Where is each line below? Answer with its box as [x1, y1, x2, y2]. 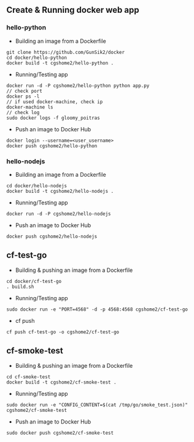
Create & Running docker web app [6, 5, 139, 15]
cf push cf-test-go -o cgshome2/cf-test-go [6, 328, 120, 335]
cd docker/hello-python [6, 55, 68, 61]
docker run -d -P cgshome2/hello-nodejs [6, 211, 112, 217]
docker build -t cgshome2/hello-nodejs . [6, 188, 114, 194]
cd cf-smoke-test [6, 374, 51, 380]
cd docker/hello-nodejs [6, 182, 68, 189]
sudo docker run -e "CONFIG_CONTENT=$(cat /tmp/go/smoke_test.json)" [6, 401, 188, 408]
